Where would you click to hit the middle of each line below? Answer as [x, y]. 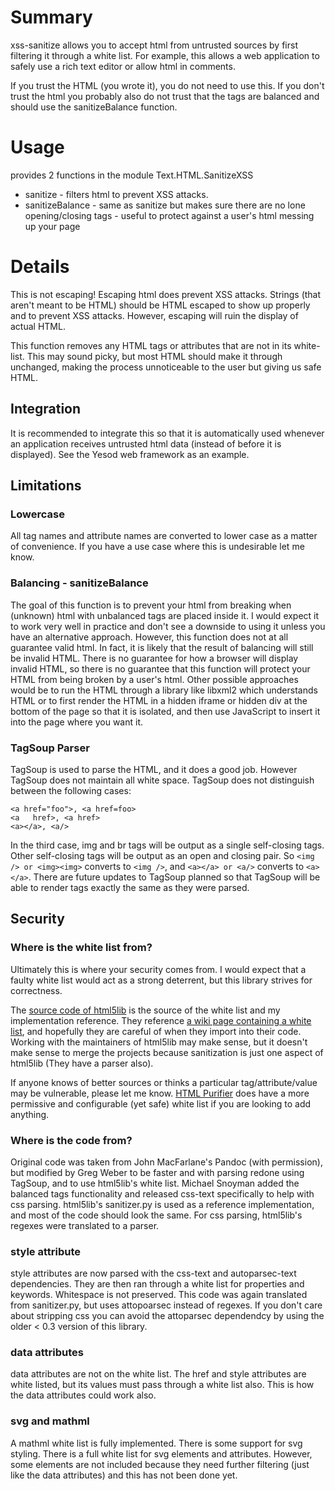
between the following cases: [71, 790]
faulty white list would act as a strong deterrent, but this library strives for [161, 980]
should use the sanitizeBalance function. [94, 107]
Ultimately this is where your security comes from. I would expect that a [158, 969]
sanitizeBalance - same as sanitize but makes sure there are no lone [165, 205]
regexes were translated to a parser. [85, 1225]
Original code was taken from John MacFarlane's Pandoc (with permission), [166, 1162]
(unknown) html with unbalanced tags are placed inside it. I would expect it [165, 615]
